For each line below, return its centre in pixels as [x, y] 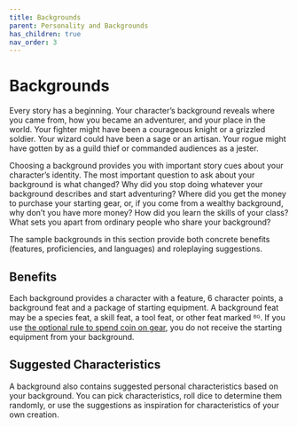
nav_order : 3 [33, 42]
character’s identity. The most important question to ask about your [132, 175]
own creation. [34, 415]
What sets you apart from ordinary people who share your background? [140, 222]
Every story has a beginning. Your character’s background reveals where [142, 111]
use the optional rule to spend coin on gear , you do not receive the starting [145, 328]
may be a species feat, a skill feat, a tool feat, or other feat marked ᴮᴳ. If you [147, 317]
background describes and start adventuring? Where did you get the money [148, 194]
